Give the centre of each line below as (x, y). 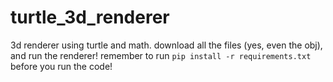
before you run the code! (61, 66)
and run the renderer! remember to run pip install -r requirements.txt (161, 55)
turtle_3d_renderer (90, 17)
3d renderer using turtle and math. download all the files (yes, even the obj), (166, 45)
